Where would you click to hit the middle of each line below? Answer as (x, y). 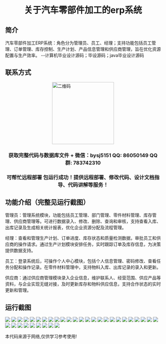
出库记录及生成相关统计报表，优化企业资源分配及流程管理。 (66, 228)
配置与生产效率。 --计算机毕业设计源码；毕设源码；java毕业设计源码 (75, 55)
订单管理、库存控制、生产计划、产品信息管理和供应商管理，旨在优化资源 (87, 49)
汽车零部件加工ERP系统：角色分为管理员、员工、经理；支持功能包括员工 (79, 43)
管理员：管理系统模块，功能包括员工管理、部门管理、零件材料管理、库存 (79, 215)
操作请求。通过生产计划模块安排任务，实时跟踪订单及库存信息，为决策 (89, 244)
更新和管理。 (18, 290)
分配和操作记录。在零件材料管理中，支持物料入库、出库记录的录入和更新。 (85, 267)
